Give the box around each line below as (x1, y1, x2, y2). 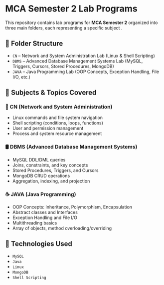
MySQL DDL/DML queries (12, 156, 66, 162)
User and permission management (12, 125, 84, 131)
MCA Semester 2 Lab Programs (5, 3, 138, 14)
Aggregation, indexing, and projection (12, 178, 90, 184)
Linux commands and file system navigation (12, 114, 103, 120)
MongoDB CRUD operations (12, 172, 70, 178)
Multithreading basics (12, 220, 57, 226)
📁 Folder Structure (5, 39, 63, 48)
